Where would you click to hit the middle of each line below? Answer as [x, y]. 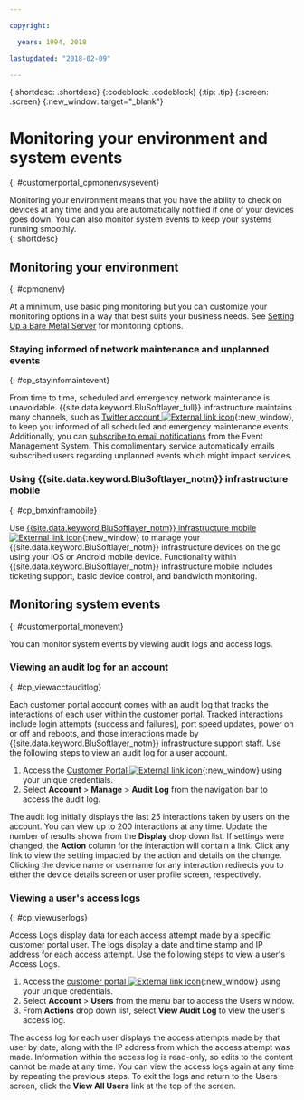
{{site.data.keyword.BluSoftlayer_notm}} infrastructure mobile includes [141, 566]
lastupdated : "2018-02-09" [60, 58]
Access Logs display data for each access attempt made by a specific [140, 935]
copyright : [30, 25]
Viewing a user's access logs [75, 898]
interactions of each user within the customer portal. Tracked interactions [146, 714]
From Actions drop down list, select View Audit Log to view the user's [154, 1010]
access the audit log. [62, 799]
